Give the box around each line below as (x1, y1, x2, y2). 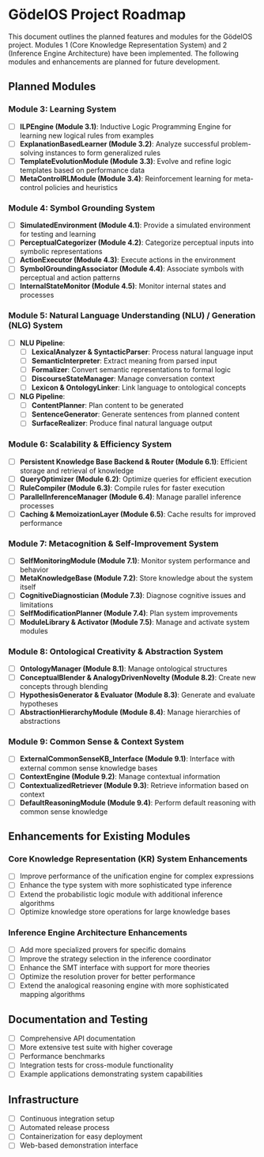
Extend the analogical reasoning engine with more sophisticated (19, 980, 229, 991)
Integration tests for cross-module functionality (19, 1060, 174, 1070)
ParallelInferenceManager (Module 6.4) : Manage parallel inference (19, 492, 242, 501)
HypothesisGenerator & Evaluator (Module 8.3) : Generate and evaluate (19, 691, 255, 700)
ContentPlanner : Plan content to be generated (31, 401, 184, 410)
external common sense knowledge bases (19, 763, 158, 773)
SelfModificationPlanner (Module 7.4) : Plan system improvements (19, 608, 239, 618)
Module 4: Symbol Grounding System (8, 202, 156, 213)
